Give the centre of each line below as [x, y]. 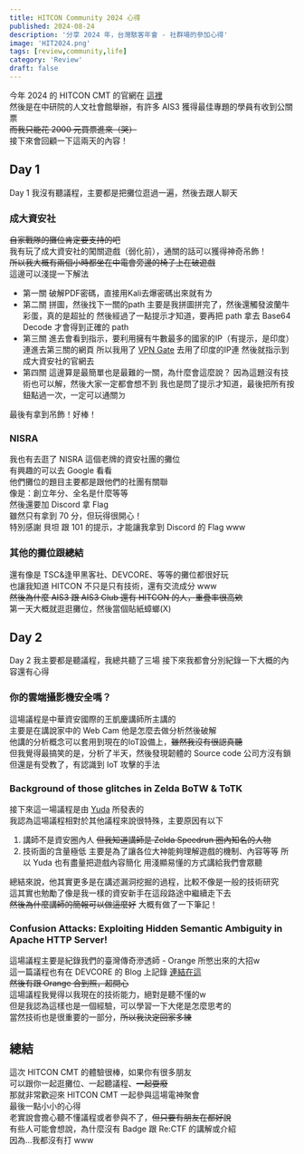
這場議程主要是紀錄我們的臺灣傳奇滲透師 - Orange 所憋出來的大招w [135, 961]
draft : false [34, 69]
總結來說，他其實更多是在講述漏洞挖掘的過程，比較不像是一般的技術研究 [144, 881]
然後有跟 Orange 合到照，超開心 [69, 984]
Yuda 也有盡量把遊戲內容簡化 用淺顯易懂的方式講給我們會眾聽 [148, 862]
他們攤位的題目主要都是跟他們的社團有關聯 [89, 482]
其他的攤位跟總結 [47, 553]
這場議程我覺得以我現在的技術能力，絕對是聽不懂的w [108, 994]
